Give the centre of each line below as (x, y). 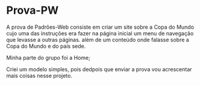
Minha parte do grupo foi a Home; (48, 57)
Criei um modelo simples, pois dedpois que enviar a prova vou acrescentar (99, 69)
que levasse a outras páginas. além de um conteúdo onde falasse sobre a (98, 40)
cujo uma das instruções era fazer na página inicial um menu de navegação (100, 33)
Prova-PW (33, 10)
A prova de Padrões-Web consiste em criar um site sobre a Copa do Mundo (100, 27)
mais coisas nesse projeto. (39, 75)
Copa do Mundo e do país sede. (46, 46)
